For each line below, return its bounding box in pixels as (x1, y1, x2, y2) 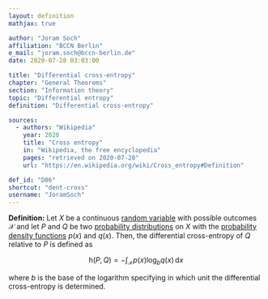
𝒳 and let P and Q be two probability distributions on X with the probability (8, 222, 257, 232)
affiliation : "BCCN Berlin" (8, 41, 104, 49)
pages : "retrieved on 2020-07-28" (23, 153, 139, 162)
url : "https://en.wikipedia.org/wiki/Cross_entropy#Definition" (23, 161, 245, 169)
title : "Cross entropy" (23, 139, 104, 147)
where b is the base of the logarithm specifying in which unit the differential (8, 272, 261, 282)
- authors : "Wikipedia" (15, 123, 96, 132)
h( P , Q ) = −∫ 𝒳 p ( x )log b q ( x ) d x (88, 255, 184, 267)
